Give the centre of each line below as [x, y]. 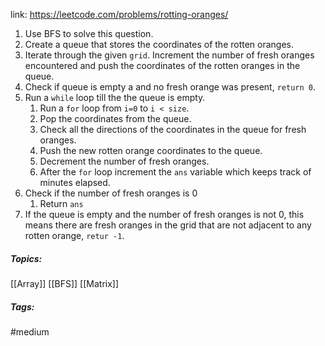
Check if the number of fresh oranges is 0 [111, 193]
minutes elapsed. [75, 182]
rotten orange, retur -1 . [74, 235]
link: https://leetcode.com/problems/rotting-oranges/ [119, 14]
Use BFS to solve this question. [89, 33]
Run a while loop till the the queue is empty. [115, 97]
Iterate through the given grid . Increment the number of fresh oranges [169, 55]
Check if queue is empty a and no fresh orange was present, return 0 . [170, 87]
